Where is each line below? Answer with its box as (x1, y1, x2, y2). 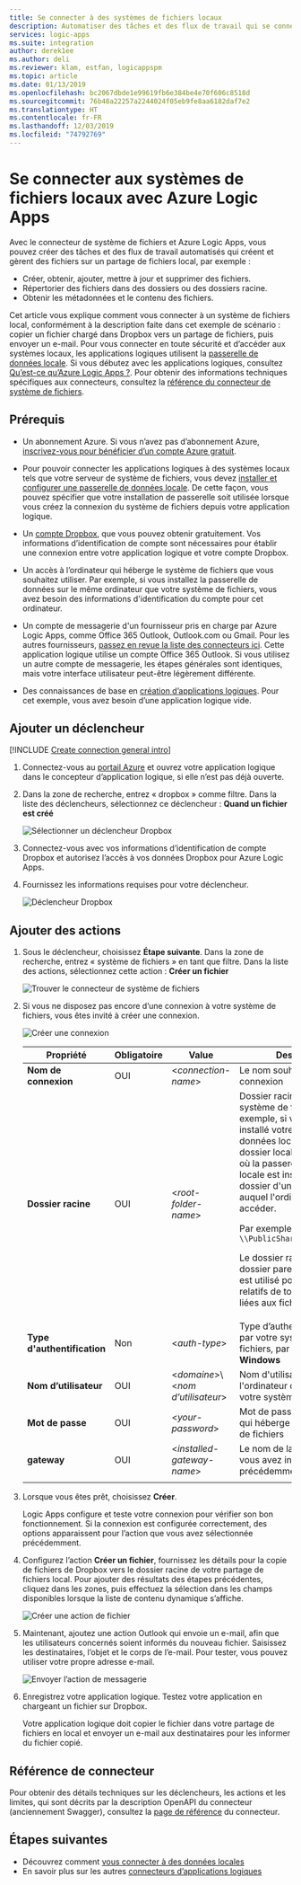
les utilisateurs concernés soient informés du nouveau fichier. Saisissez (21, 1637, 287, 1649)
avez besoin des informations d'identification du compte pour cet (21, 593, 264, 604)
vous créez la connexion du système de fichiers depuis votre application (21, 500, 290, 512)
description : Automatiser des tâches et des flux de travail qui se (9, 22, 271, 31)
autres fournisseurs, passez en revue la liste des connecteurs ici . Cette (21, 639, 285, 650)
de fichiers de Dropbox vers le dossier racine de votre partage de (21, 1564, 264, 1575)
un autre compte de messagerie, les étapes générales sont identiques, (21, 658, 283, 669)
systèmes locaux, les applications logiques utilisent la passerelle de (9, 348, 259, 358)
